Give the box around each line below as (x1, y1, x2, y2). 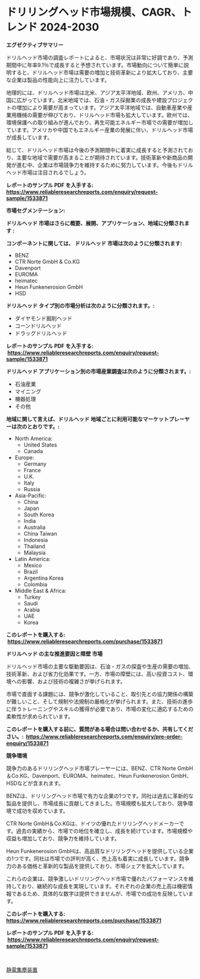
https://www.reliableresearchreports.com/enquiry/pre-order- (26, 732, 183, 740)
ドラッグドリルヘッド (14, 330, 67, 337)
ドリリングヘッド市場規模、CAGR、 (6, 5, 182, 19)
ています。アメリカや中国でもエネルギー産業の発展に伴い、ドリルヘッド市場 (6, 126, 193, 133)
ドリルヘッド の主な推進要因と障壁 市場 (6, 650, 103, 657)
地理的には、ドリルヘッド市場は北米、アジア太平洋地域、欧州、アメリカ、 (6, 89, 189, 96)
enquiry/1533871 (6, 740, 49, 747)
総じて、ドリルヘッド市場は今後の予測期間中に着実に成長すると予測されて (6, 146, 189, 153)
